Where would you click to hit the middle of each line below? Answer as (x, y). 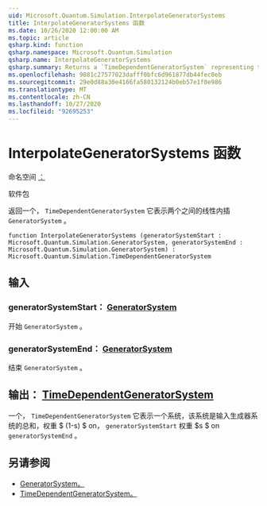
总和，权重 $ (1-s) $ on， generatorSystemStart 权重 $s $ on (121, 425)
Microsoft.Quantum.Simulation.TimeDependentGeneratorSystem (110, 256)
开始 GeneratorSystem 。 (48, 326)
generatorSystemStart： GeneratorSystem (93, 307)
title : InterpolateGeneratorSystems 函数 (77, 23)
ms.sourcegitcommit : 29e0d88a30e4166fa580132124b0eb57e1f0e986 (115, 82)
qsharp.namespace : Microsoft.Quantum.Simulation (90, 52)
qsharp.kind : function (46, 45)
